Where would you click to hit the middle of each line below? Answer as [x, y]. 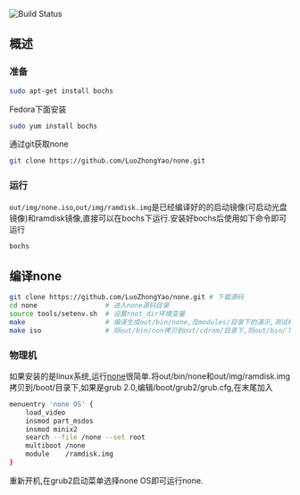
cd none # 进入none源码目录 [89, 306]
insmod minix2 [51, 429]
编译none [36, 276]
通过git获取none [39, 144]
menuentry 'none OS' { [51, 404]
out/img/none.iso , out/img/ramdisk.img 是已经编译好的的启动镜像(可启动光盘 [148, 206]
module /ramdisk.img [70, 454]
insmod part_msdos [59, 421]
